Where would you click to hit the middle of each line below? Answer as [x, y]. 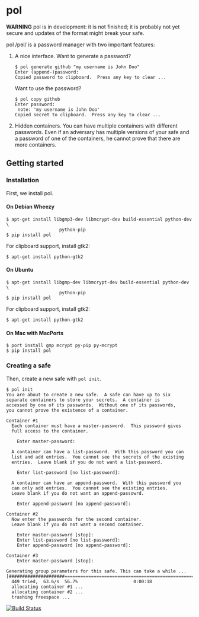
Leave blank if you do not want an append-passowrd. [78, 493]
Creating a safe [29, 365]
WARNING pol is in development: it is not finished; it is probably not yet [93, 27]
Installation [23, 180]
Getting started [35, 163]
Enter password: [35, 104]
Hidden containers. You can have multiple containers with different [96, 126]
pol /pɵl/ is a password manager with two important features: [81, 44]
